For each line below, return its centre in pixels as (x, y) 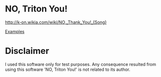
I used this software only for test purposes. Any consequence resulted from (80, 64)
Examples (15, 31)
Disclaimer (27, 51)
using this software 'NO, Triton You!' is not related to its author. (68, 69)
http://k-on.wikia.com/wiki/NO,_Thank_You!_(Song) (56, 22)
